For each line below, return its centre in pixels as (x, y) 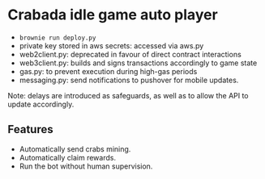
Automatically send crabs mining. (75, 149)
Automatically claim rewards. (68, 157)
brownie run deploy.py (58, 38)
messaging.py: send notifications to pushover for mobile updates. (129, 80)
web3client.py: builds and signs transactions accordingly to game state (138, 63)
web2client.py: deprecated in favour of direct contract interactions (130, 54)
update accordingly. (41, 104)
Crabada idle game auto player (113, 15)
